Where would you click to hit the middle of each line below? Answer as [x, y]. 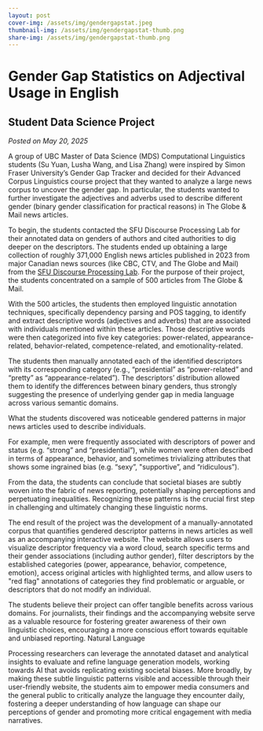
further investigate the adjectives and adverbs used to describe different [126, 199]
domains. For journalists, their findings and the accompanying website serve [131, 613]
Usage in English [64, 93]
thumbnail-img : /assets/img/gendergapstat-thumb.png [96, 30]
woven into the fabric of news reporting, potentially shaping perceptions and [132, 491]
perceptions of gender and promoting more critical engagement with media [130, 712]
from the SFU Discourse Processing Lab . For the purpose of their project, [126, 272]
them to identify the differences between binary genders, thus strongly [122, 386]
